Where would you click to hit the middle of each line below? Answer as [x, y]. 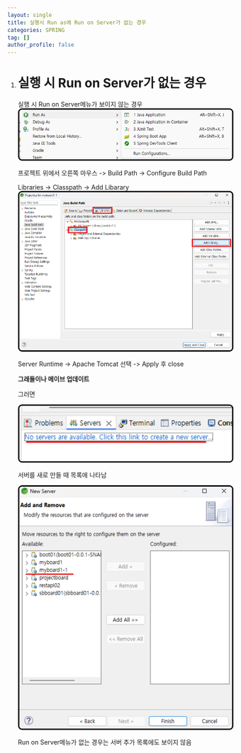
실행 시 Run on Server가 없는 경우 [112, 83]
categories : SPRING [36, 30]
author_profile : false [41, 45]
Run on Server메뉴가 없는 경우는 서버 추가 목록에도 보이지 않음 [105, 742]
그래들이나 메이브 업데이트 [54, 379]
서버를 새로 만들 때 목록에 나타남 [62, 475]
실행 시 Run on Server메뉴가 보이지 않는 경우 [80, 104]
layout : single [30, 15]
